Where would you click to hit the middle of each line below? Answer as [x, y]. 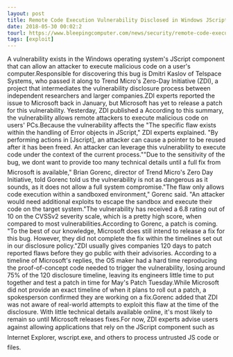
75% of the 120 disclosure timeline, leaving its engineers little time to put [111, 275]
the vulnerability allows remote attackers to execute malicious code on [108, 118]
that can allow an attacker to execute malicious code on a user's [99, 66]
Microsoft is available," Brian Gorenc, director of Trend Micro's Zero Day [110, 172]
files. [14, 347]
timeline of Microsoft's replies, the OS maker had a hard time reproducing [112, 261]
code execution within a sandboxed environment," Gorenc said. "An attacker [116, 194]
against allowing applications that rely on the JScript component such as [111, 327]
